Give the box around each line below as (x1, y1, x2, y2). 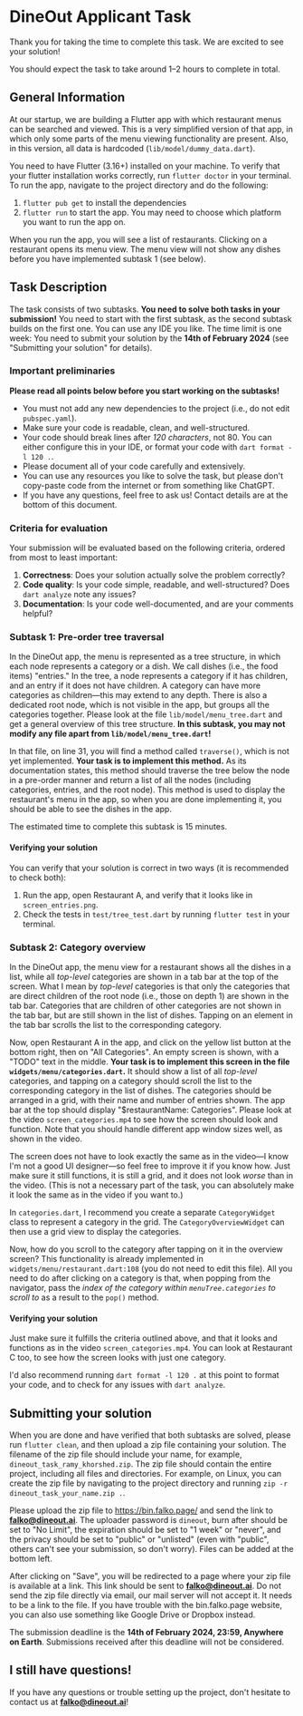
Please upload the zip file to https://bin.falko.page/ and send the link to (9, 1505, 274, 1516)
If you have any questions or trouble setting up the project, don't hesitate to (9, 1686, 291, 1697)
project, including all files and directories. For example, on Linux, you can (9, 1468, 282, 1478)
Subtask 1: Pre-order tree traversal (9, 631, 165, 644)
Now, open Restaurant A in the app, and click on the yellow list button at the (9, 1036, 291, 1048)
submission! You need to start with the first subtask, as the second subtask (9, 313, 292, 324)
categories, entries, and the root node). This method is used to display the (9, 784, 286, 795)
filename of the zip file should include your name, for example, (9, 1449, 242, 1459)
